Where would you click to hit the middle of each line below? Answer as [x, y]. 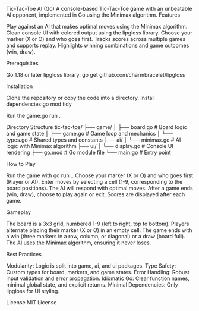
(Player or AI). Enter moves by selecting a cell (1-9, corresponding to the [94, 182]
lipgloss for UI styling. [33, 291]
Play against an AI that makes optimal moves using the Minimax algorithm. [97, 26]
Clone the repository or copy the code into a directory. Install [81, 98]
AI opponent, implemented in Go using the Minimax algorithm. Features [93, 15]
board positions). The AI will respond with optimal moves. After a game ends [99, 188]
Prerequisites [22, 63]
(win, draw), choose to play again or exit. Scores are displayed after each [96, 194]
